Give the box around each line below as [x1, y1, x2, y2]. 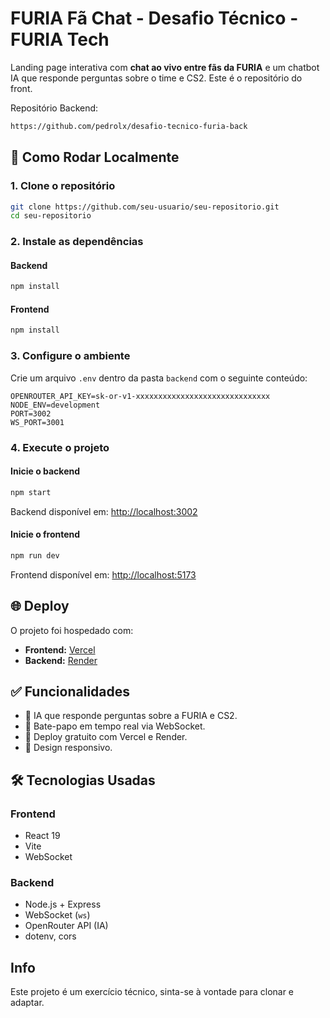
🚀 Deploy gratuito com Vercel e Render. [24, 731, 188, 743]
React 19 [24, 830, 61, 842]
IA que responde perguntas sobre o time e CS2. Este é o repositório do [10, 72, 303, 84]
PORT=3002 [10, 408, 52, 419]
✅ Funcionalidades [10, 683, 131, 700]
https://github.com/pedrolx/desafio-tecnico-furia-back [10, 121, 248, 131]
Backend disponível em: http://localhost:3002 [10, 505, 198, 517]
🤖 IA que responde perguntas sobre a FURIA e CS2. [24, 710, 238, 722]
